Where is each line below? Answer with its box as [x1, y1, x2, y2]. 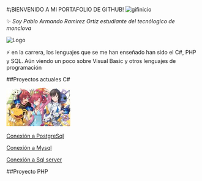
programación [6, 64, 42, 71]
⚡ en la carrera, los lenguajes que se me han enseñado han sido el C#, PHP [6, 49, 196, 56]
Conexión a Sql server [6, 156, 62, 163]
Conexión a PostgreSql [6, 132, 64, 139]
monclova [6, 24, 32, 32]
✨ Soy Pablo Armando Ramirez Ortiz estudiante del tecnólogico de [6, 18, 176, 24]
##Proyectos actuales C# [6, 76, 70, 83]
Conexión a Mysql [6, 144, 52, 151]
